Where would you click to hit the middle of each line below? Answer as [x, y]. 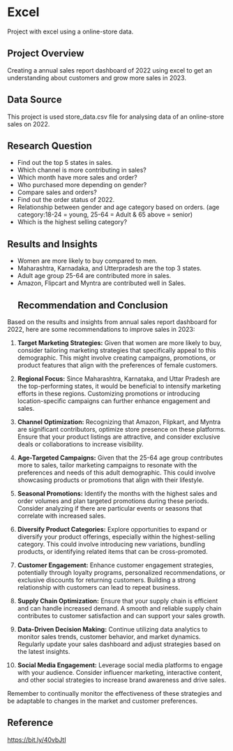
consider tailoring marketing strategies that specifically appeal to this [116, 350]
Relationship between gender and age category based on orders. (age [118, 207]
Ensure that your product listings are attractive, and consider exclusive [119, 437]
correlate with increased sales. [61, 516]
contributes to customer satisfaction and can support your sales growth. [121, 616]
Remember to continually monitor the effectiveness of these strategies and [114, 693]
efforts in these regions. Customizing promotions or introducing [108, 393]
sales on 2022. [29, 124]
